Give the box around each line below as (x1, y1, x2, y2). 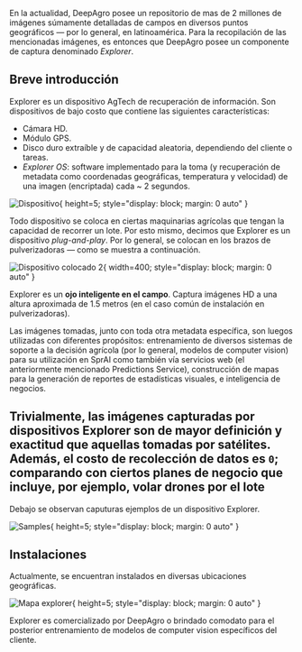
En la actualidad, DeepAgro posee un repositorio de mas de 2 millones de (9, 8, 282, 18)
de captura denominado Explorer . (9, 46, 134, 57)
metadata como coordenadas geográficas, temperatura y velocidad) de (22, 170, 288, 181)
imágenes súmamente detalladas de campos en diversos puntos (9, 17, 249, 28)
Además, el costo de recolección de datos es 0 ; (9, 451, 279, 467)
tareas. (22, 152, 49, 162)
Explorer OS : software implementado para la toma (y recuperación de (22, 161, 281, 172)
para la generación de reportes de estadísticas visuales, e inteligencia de (9, 373, 281, 384)
